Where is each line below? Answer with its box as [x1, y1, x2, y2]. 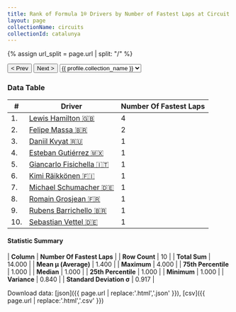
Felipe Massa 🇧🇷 [29, 125, 88, 135]
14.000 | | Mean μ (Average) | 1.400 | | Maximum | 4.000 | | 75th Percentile [7, 260, 229, 268]
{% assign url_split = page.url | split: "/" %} [7, 50, 133, 58]
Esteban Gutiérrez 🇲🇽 [29, 147, 104, 157]
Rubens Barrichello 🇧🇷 [29, 205, 107, 215]
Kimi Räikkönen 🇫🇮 [29, 171, 95, 181]
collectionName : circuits [7, 23, 84, 30]
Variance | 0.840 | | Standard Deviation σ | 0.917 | [7, 274, 154, 284]
